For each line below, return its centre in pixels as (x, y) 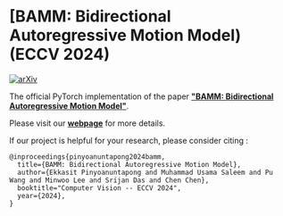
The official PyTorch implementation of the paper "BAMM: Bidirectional (141, 96)
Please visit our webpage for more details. (87, 123)
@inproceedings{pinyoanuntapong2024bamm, (87, 157)
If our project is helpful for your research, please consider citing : (129, 140)
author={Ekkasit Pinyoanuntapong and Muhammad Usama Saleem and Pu (146, 172)
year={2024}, (42, 195)
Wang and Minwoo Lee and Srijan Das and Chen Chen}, (109, 180)
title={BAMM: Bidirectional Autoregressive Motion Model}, (129, 164)
